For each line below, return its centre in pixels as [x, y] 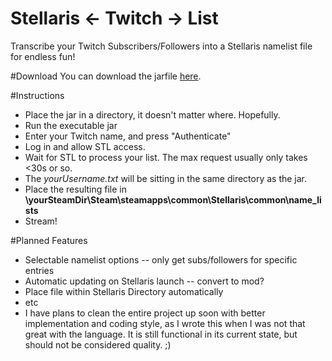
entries [39, 270]
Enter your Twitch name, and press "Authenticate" [128, 136]
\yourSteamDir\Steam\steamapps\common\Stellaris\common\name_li [173, 199]
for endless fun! [43, 56]
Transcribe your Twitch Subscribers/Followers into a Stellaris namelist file [161, 46]
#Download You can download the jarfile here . [106, 76]
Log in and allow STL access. [85, 146]
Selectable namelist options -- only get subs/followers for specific [161, 259]
